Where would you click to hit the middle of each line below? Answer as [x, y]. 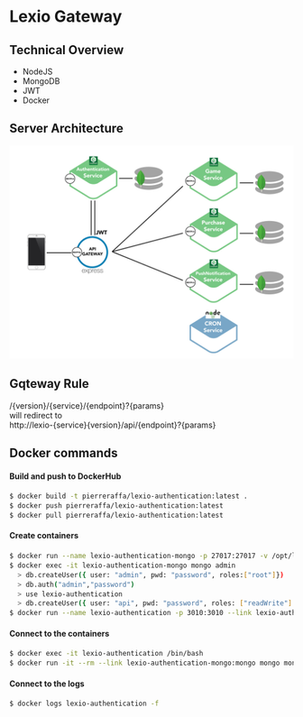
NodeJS [37, 71]
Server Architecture [66, 129]
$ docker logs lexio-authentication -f [84, 704]
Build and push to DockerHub [65, 476]
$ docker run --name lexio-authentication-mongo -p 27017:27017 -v [139, 556]
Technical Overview [67, 50]
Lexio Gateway [66, 17]
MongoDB [41, 81]
